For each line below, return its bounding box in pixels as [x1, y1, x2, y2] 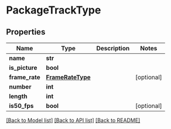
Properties [6, 27, 46, 37]
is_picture [9, 64, 37, 72]
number [9, 83, 32, 91]
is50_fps [9, 102, 34, 110]
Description [96, 45, 130, 52]
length [9, 92, 28, 100]
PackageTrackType [6, 4, 101, 17]
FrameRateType [46, 73, 91, 81]
